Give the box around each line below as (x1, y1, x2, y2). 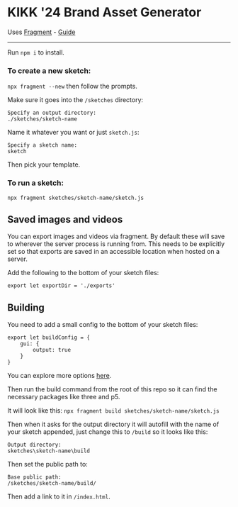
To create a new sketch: (7, 65, 91, 75)
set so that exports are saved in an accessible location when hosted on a (7, 247, 220, 256)
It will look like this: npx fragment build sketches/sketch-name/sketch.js (7, 406, 220, 415)
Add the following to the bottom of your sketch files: (7, 269, 159, 277)
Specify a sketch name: (7, 142, 78, 149)
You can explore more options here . (7, 372, 112, 380)
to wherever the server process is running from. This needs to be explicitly (7, 240, 225, 248)
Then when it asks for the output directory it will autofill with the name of (7, 420, 220, 429)
